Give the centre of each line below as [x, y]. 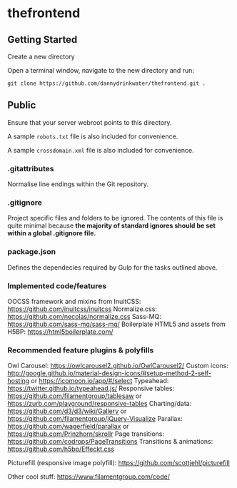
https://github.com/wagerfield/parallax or [68, 427]
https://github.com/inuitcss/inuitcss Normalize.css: [82, 309]
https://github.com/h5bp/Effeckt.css [61, 449]
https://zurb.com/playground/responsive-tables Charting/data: [100, 404]
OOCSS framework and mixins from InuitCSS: [74, 301]
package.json [31, 252]
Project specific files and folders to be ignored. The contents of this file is [115, 218]
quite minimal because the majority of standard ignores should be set [111, 225]
